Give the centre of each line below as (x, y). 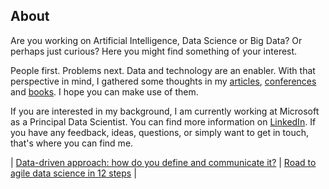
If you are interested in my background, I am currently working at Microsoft (165, 111)
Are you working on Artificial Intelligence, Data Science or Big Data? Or (156, 40)
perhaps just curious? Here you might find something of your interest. (154, 51)
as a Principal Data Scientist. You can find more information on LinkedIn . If (163, 121)
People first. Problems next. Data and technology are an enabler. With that (163, 70)
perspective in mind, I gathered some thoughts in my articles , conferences (163, 81)
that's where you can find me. (72, 143)
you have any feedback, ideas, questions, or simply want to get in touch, (159, 132)
